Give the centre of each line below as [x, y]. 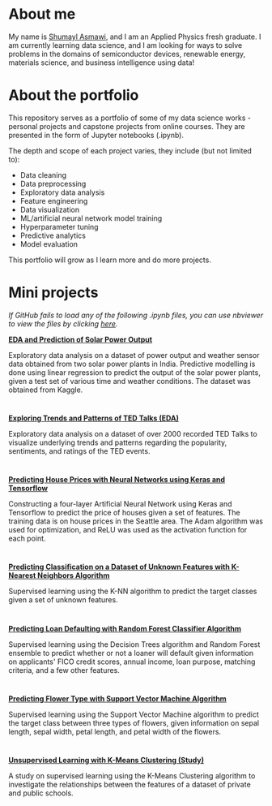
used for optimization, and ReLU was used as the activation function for [128, 530]
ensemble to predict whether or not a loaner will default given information [131, 653]
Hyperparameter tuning [59, 226]
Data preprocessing [53, 183]
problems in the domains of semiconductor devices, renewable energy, [127, 54]
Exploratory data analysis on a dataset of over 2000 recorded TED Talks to [133, 434]
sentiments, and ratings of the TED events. [79, 451]
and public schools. [41, 793]
